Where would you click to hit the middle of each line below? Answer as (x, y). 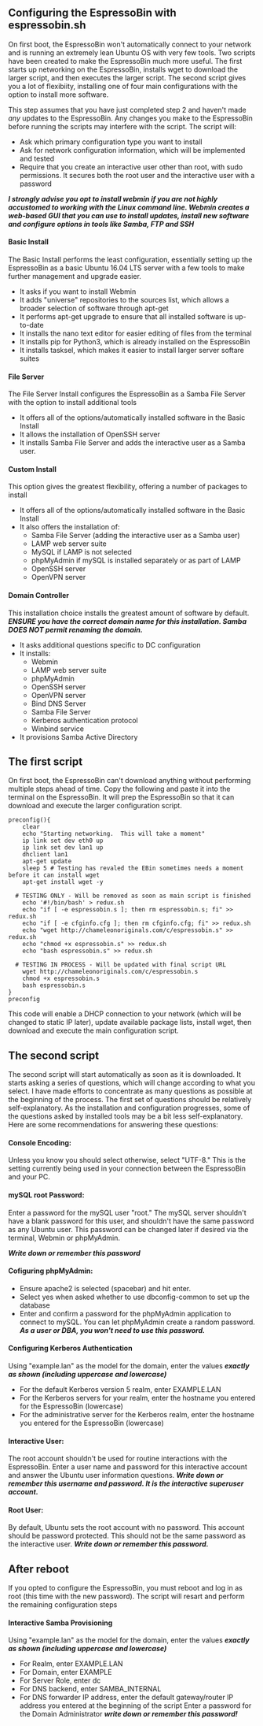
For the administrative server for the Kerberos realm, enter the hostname (137, 1415)
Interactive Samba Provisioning (60, 1623)
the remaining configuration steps (63, 1605)
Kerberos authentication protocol (85, 720)
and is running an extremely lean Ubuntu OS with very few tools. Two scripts (132, 52)
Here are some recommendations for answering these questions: (113, 1125)
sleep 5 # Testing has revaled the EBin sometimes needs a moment (133, 869)
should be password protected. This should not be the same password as (127, 1536)
